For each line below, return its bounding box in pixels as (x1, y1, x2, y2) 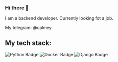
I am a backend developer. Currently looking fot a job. (5, 15, 114, 21)
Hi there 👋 (5, 4, 29, 11)
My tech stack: (5, 39, 52, 47)
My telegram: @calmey (5, 25, 52, 31)
